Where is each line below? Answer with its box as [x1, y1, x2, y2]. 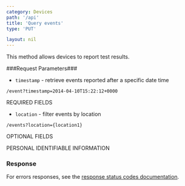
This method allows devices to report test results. [6, 53, 130, 60]
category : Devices [6, 8, 53, 15]
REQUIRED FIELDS [6, 99, 53, 106]
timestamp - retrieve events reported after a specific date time [15, 77, 169, 84]
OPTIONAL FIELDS [6, 133, 53, 140]
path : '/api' [6, 14, 39, 21]
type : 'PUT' [6, 25, 36, 32]
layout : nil [6, 37, 36, 43]
